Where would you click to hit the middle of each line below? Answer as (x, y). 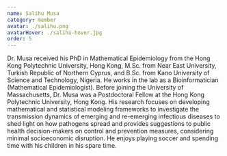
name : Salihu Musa (33, 13)
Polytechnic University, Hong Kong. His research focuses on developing (108, 102)
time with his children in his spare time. (62, 146)
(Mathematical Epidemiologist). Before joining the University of (95, 88)
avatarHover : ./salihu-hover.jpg (55, 32)
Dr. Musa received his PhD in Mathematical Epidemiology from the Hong (109, 58)
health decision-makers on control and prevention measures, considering (110, 131)
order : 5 (19, 39)
